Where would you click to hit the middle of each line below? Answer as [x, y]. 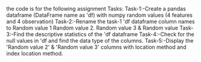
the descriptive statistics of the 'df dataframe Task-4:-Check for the [110, 34]
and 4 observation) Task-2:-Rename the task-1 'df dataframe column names [101, 21]
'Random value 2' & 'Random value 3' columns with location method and [96, 47]
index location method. [35, 53]
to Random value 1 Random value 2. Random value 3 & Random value [92, 28]
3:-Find [15, 34]
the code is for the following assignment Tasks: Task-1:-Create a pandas [96, 9]
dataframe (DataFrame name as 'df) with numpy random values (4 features [100, 15]
